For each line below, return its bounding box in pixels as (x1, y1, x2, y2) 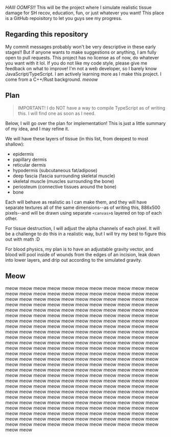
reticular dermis (12, 161, 46, 168)
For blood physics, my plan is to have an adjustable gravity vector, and (5, 246, 154, 252)
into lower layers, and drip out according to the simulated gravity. (5, 257, 142, 263)
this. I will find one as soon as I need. (17, 110, 96, 116)
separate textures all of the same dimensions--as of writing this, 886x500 (5, 204, 161, 211)
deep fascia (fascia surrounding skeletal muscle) (12, 173, 115, 179)
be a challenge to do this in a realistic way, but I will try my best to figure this (5, 231, 166, 237)
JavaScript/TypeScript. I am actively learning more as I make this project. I (5, 71, 162, 77)
